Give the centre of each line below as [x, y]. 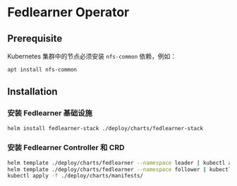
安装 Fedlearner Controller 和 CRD [66, 148]
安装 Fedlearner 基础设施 [50, 113]
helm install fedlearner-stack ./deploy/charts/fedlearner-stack [105, 128]
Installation [32, 92]
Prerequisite [35, 39]
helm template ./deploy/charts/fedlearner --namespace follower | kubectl [120, 169]
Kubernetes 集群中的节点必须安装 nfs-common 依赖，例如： [92, 56]
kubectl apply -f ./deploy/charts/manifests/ [75, 176]
